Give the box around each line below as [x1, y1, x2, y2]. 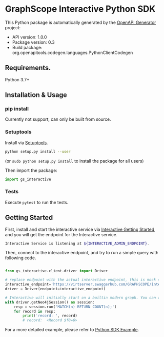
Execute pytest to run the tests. [5, 199, 68, 205]
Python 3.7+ [5, 76, 30, 82]
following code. [5, 255, 36, 261]
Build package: [12, 44, 42, 50]
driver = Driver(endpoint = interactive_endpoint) [5, 286, 106, 292]
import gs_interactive [5, 177, 51, 182]
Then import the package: [5, 167, 58, 173]
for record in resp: [14, 309, 56, 314]
